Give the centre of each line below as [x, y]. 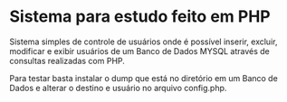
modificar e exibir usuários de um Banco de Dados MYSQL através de [139, 51]
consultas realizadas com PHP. [67, 60]
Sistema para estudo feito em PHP [140, 17]
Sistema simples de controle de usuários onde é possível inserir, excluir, [143, 42]
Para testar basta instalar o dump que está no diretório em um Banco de [143, 78]
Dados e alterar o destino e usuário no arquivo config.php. [118, 88]
